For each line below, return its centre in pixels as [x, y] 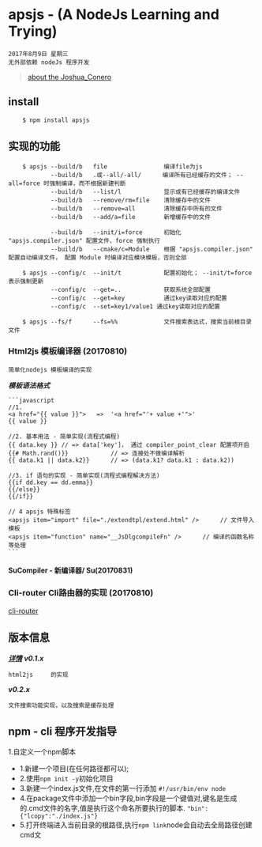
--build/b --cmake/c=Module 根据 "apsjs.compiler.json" [152, 249]
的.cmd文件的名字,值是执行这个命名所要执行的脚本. [102, 808]
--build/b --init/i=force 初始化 [116, 232]
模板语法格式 [29, 385]
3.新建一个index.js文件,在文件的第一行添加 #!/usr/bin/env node [123, 788]
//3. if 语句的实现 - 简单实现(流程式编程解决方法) [84, 475]
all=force [24, 183]
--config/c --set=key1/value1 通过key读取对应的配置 [135, 306]
